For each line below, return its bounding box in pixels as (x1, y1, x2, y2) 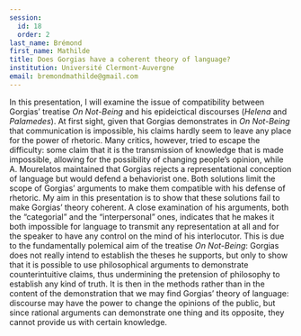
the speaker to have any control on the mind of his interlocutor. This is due (9, 231, 285, 241)
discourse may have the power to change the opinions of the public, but (9, 297, 276, 308)
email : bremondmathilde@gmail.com (9, 72, 139, 81)
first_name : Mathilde (9, 47, 91, 56)
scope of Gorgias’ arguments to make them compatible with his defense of (9, 182, 286, 194)
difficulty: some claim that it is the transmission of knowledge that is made (9, 144, 285, 155)
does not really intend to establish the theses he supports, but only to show (9, 250, 288, 260)
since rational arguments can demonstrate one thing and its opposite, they (9, 307, 285, 318)
